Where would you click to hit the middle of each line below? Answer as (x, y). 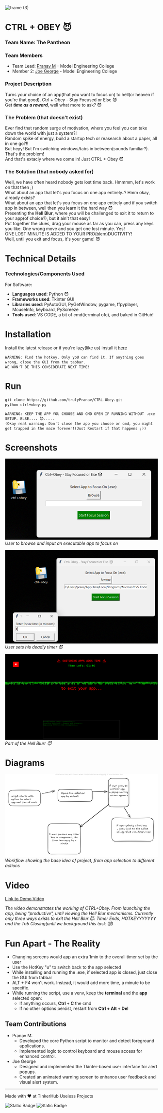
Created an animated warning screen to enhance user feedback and (88, 1077)
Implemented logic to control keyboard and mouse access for (81, 1051)
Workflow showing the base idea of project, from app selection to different (80, 861)
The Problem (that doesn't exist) (44, 117)
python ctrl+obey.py (26, 405)
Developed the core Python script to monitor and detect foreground (87, 1041)
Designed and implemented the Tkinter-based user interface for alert (88, 1067)
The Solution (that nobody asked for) (49, 171)
